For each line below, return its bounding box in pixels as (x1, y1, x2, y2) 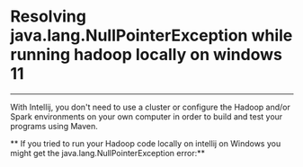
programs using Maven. (10, 120, 98, 131)
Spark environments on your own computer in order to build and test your (10, 110, 283, 122)
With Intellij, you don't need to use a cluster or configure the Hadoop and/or (10, 101, 290, 112)
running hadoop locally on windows (10, 45, 282, 65)
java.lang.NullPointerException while (10, 25, 293, 46)
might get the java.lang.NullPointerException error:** (10, 147, 206, 158)
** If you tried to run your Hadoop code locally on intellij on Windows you (10, 137, 281, 149)
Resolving (10, 6, 86, 27)
